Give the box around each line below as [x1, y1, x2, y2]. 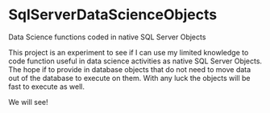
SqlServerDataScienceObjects [8, 6, 218, 24]
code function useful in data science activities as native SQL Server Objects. [8, 56, 263, 66]
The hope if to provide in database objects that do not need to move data [8, 64, 251, 74]
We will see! [8, 97, 48, 107]
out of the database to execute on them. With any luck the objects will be [8, 73, 251, 83]
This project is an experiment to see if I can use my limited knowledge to [8, 47, 249, 57]
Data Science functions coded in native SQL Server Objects [8, 32, 206, 42]
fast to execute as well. [8, 82, 85, 91]
